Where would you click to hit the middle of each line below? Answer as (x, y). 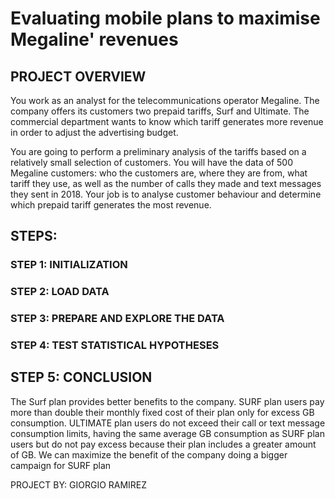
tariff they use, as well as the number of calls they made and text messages (166, 183)
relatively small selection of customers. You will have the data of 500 (151, 162)
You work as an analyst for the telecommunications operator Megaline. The (165, 100)
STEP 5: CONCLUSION (81, 377)
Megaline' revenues (94, 39)
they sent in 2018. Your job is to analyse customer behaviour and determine (166, 194)
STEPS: (34, 236)
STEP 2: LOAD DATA (60, 292)
